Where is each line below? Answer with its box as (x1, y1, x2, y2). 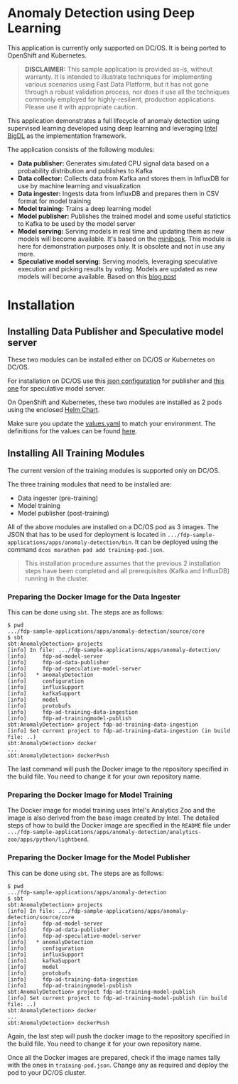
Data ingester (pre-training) (17, 494, 98, 502)
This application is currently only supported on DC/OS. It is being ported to (7, 43, 227, 52)
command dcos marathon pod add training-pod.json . (7, 545, 165, 553)
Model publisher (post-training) (17, 509, 110, 517)
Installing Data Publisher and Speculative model (7, 325, 224, 337)
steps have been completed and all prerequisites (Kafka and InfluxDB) (24, 566, 230, 575)
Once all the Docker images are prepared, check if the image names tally (7, 1053, 221, 1061)
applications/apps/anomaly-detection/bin (7, 538, 132, 546)
